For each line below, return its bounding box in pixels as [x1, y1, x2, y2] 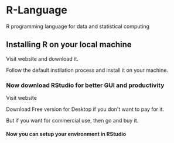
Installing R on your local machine [6, 40, 132, 50]
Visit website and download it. [6, 55, 79, 62]
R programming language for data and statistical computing [6, 23, 150, 30]
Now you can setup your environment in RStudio [6, 130, 127, 137]
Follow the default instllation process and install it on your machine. [6, 67, 169, 74]
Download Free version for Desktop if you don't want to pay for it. [6, 106, 164, 113]
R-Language [6, 4, 67, 17]
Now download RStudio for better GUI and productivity [6, 81, 165, 89]
